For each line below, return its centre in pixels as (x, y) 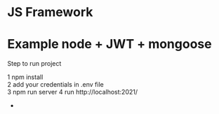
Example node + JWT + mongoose (109, 44)
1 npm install (25, 77)
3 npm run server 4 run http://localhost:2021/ (73, 92)
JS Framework (50, 12)
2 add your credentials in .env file (55, 85)
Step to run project (34, 64)
